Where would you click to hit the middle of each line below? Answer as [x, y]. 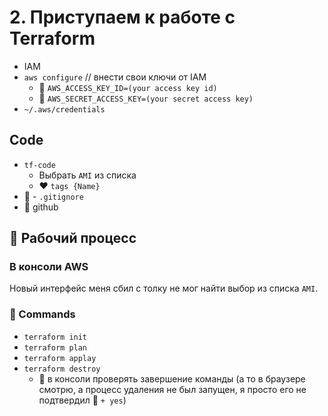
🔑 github [41, 207]
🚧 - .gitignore [53, 196]
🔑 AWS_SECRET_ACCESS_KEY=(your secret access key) [146, 98]
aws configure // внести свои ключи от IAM [115, 77]
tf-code [39, 165]
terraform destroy [62, 369]
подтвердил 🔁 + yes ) [82, 400]
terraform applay [60, 358]
